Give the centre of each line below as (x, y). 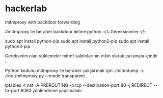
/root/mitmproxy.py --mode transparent (45, 75)
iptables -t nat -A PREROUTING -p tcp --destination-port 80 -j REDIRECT (79, 85)
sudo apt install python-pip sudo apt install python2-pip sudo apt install (77, 41)
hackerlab (26, 9)
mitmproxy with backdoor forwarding (42, 22)
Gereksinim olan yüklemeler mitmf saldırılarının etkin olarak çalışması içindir (81, 56)
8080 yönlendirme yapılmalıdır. (52, 90)
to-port (12, 90)
